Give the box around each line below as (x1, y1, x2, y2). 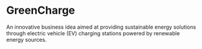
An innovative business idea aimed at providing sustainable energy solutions (6, 23, 197, 30)
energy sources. (6, 36, 47, 43)
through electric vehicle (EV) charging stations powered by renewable (6, 29, 180, 36)
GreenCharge (6, 4, 75, 17)
